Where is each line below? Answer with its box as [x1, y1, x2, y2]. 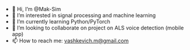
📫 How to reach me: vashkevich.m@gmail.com [11, 37, 129, 44]
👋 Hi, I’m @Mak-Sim [11, 6, 62, 12]
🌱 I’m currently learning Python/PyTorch [11, 18, 111, 25]
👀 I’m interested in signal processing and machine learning [11, 12, 157, 19]
